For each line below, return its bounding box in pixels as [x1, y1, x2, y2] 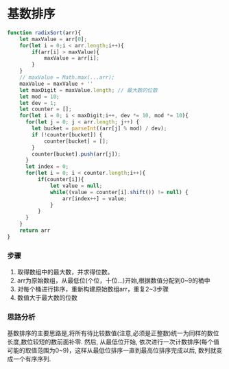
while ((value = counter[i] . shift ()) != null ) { [50, 189, 189, 195]
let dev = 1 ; [19, 99, 57, 106]
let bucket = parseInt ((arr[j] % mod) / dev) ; [32, 125, 167, 132]
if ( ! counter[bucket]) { [32, 131, 103, 138]
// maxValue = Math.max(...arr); [19, 74, 115, 81]
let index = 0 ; [25, 163, 69, 170]
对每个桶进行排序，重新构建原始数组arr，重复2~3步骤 [16, 285, 169, 294]
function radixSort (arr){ [7, 29, 81, 36]
